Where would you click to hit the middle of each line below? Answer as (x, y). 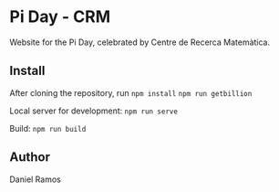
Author (30, 157)
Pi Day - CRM (60, 17)
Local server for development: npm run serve (93, 111)
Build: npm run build (48, 128)
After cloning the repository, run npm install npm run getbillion (131, 92)
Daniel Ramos (35, 179)
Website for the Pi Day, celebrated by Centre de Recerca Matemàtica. (140, 42)
